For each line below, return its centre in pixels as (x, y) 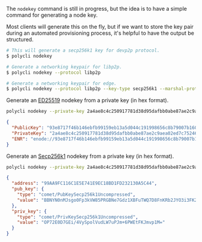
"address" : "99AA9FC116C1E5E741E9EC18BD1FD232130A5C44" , (84, 183)
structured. (20, 39)
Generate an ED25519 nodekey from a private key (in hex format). (87, 100)
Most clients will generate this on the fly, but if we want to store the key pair (100, 27)
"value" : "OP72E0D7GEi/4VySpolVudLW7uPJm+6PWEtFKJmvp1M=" (91, 222)
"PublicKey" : (28, 128)
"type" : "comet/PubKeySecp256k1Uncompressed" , (76, 195)
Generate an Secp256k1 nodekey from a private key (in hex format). (90, 156)
